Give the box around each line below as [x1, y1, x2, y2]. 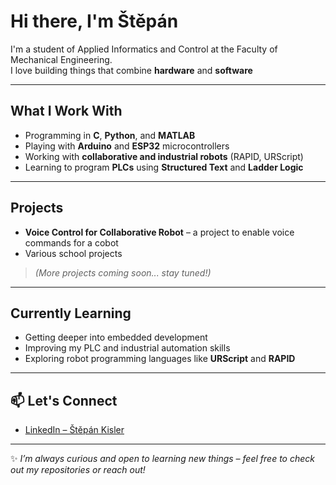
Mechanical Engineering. [10, 53, 113, 65]
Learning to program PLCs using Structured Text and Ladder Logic [24, 161, 304, 173]
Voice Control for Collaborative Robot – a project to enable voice [24, 226, 295, 238]
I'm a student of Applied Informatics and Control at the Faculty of [10, 43, 278, 55]
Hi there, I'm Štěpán [10, 10, 179, 33]
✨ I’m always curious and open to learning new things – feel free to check [10, 453, 315, 465]
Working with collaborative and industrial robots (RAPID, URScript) [24, 150, 304, 162]
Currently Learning [10, 305, 132, 322]
